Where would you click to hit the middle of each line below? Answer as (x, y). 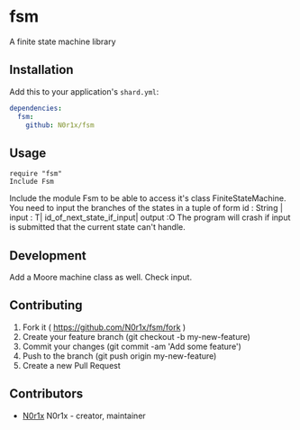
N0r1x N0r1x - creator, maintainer (84, 416)
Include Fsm (32, 182)
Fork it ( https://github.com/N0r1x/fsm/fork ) (104, 327)
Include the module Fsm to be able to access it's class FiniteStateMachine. (148, 198)
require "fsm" (36, 174)
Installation (41, 70)
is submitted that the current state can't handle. (98, 227)
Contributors (46, 394)
